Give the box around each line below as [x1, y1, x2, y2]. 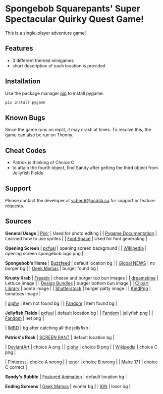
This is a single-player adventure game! [5, 30, 86, 36]
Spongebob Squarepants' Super [5, 3, 140, 14]
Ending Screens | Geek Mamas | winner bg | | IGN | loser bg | [5, 383, 131, 389]
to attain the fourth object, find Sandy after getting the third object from [12, 165, 158, 171]
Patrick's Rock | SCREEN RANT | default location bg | [5, 334, 115, 340]
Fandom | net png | [5, 315, 44, 321]
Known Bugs [5, 113, 46, 122]
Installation [5, 77, 41, 86]
